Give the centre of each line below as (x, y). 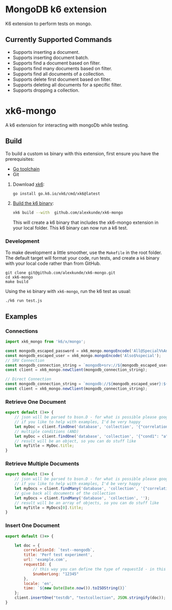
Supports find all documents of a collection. (59, 74)
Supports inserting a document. (46, 52)
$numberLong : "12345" (56, 574)
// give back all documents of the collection (65, 493)
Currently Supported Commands (59, 40)
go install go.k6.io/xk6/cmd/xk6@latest (56, 194)
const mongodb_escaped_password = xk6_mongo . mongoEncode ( (68, 351)
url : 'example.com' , (46, 560)
